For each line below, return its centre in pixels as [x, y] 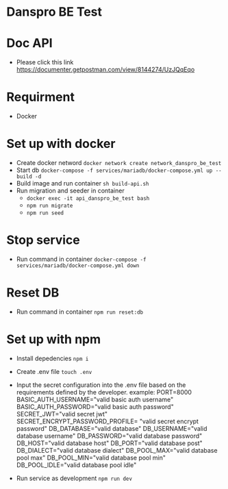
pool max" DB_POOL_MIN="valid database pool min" [91, 457]
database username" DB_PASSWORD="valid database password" [109, 436]
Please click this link [45, 62]
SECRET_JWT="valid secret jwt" [62, 414]
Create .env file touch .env [54, 371]
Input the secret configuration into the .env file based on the [101, 385]
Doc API [29, 43]
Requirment [40, 97]
